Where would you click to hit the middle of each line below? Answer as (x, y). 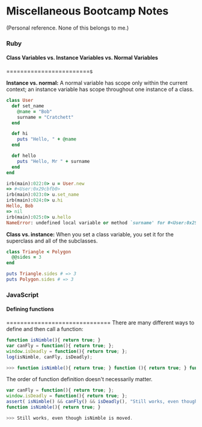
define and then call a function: (45, 329)
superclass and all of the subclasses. (52, 241)
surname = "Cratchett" (45, 117)
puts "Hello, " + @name (47, 139)
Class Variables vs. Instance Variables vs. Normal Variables (82, 58)
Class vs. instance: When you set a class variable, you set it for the (90, 234)
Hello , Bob (20, 206)
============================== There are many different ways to (100, 323)
